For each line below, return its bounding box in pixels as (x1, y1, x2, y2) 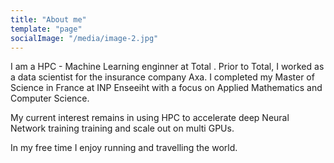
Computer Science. (10, 92, 90, 105)
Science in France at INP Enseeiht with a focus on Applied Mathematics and (10, 82, 323, 94)
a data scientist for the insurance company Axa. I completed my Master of (10, 71, 315, 83)
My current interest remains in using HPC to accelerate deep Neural (10, 112, 290, 124)
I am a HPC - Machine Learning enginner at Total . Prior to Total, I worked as (10, 61, 325, 73)
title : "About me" (10, 14, 87, 25)
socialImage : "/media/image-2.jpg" (10, 33, 159, 43)
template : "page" (10, 24, 83, 34)
